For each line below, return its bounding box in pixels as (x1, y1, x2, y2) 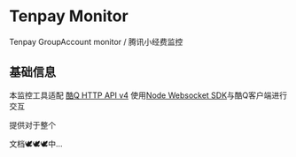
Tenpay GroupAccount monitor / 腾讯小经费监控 (9, 36, 183, 47)
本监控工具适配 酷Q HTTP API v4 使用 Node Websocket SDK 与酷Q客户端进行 (9, 90, 288, 101)
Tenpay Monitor (9, 6, 129, 26)
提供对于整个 (9, 119, 56, 130)
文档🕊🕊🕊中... (9, 138, 64, 149)
